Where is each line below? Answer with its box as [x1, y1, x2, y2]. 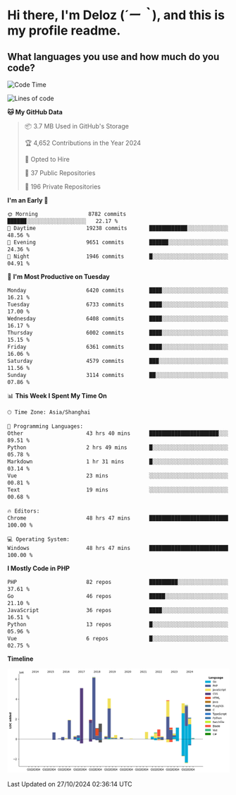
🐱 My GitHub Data [7, 108, 63, 116]
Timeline [7, 654, 34, 663]
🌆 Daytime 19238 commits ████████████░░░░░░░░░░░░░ [7, 225, 229, 232]
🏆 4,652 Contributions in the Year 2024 [24, 139, 142, 147]
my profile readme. [7, 23, 121, 39]
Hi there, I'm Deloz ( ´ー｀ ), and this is [7, 7, 225, 23]
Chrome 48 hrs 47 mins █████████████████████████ [7, 515, 229, 522]
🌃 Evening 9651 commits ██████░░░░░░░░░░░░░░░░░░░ [7, 239, 229, 246]
